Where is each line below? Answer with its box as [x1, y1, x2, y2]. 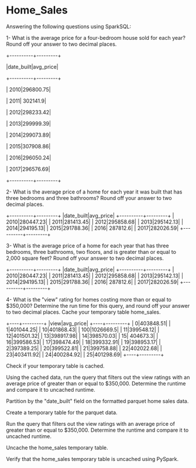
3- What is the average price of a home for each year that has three [6, 242, 169, 249]
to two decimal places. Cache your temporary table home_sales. [6, 308, 161, 316]
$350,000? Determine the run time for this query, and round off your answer [6, 302, 190, 309]
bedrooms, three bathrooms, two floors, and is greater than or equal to [6, 248, 177, 255]
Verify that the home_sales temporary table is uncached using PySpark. [6, 455, 179, 462]
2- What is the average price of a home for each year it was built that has [6, 188, 183, 195]
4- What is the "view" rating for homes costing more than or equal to [6, 296, 171, 303]
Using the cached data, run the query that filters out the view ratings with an [6, 374, 190, 381]
